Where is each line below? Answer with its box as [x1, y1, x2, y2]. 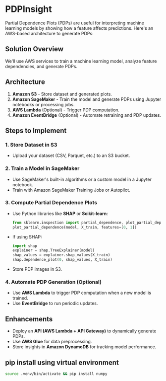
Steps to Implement [5, 126, 67, 135]
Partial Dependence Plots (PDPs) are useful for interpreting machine [5, 20, 145, 26]
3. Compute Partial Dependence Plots [5, 199, 98, 206]
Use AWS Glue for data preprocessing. [12, 339, 92, 345]
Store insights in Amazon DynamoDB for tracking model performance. [12, 344, 157, 350]
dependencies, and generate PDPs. [5, 63, 78, 69]
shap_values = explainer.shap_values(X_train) [12, 252, 111, 258]
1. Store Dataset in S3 [5, 141, 57, 148]
